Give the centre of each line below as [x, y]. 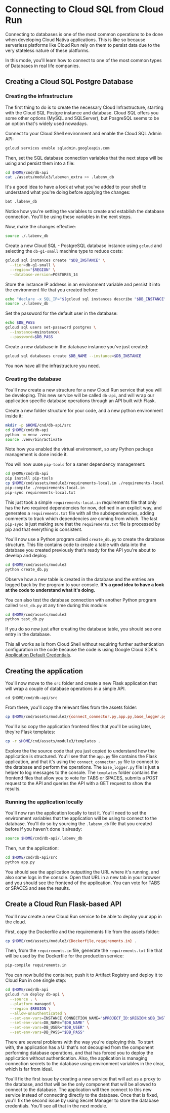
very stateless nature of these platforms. [48, 50]
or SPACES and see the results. [38, 888]
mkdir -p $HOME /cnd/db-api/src [38, 425]
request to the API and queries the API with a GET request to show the [78, 783]
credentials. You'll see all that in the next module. [56, 1106]
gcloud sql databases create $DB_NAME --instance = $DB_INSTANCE [73, 356]
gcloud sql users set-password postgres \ [51, 327]
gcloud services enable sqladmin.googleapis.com [57, 148]
